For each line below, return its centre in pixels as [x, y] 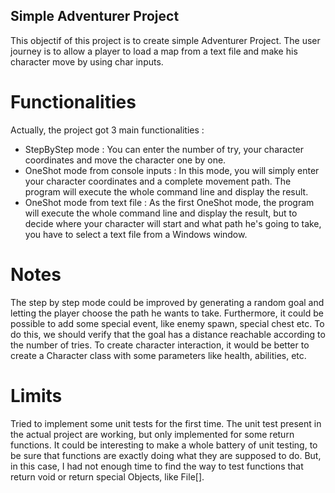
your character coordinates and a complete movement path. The [158, 181]
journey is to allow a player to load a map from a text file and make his [154, 51]
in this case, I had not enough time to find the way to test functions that [157, 466]
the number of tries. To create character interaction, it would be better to [160, 345]
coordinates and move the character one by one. [125, 160]
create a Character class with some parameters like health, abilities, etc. [158, 355]
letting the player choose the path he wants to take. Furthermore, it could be [167, 313]
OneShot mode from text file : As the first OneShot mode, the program [169, 202]
